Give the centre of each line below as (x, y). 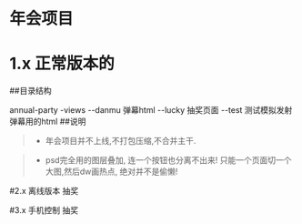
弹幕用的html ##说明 (48, 122)
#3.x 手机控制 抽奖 (44, 210)
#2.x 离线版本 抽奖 (44, 191)
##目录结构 (30, 91)
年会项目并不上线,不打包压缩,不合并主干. (121, 141)
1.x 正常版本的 (62, 64)
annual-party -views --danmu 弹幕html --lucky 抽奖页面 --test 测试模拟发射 (151, 110)
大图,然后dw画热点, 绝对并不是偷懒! (111, 172)
